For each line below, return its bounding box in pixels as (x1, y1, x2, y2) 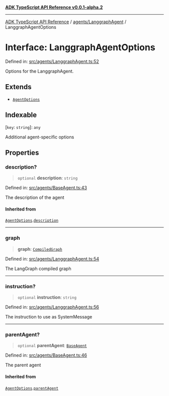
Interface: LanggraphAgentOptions (5, 42, 155, 53)
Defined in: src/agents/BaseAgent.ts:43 (5, 185, 87, 191)
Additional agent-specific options (5, 134, 74, 140)
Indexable (5, 111, 37, 119)
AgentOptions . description (5, 217, 59, 223)
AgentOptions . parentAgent (5, 385, 59, 391)
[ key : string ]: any (5, 124, 41, 130)
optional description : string (17, 175, 78, 181)
